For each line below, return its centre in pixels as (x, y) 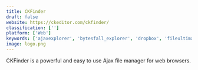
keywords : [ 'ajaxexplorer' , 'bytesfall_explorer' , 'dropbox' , (84, 38)
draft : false (22, 17)
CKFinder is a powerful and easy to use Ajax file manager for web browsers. (99, 60)
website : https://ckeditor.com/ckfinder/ (58, 22)
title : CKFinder (26, 11)
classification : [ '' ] (33, 28)
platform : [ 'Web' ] (29, 33)
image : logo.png (26, 44)
